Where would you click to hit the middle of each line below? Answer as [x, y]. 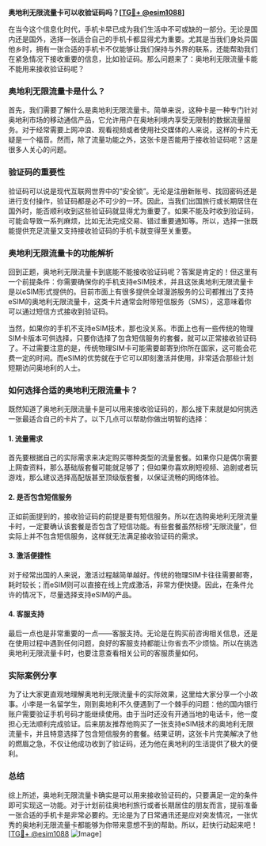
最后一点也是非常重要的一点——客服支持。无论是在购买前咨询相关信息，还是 [133, 633]
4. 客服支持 [27, 614]
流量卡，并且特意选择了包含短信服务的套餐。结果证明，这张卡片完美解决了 [129, 734]
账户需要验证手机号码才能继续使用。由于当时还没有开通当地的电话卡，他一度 [133, 714]
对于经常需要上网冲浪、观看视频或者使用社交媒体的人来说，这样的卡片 [136, 130]
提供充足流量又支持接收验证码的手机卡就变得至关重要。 [105, 231]
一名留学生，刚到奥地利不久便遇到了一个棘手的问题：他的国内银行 [150, 704]
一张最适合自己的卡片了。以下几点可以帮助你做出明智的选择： [109, 419]
